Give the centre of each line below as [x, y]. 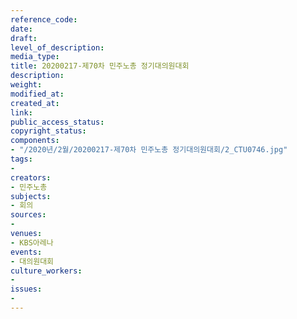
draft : [24, 38]
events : [26, 252]
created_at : [35, 103]
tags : [21, 159]
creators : [31, 177]
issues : [26, 289]
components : [35, 141]
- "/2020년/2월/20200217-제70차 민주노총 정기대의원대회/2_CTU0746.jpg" [149, 150]
